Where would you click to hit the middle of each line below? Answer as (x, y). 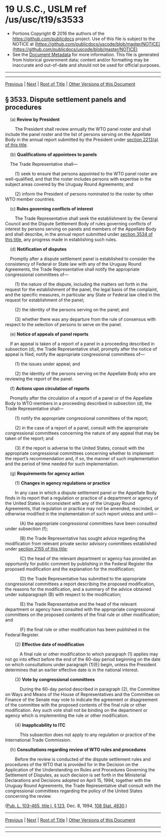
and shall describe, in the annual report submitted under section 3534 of (79, 234)
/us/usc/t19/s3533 (44, 20)
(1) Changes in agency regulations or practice (62, 483)
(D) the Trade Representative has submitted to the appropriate (83, 578)
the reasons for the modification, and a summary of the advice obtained (78, 589)
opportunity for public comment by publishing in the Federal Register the (79, 563)
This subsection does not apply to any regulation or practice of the (87, 734)
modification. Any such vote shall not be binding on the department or (76, 710)
